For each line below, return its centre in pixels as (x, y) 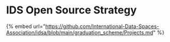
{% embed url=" (26, 26)
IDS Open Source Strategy (71, 10)
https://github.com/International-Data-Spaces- (102, 26)
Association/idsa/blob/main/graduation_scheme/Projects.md (80, 32)
